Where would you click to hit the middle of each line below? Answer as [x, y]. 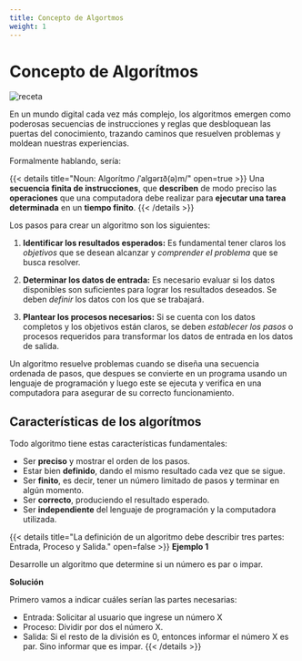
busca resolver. [51, 263]
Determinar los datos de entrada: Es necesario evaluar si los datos [149, 280]
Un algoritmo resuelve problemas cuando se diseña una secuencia [134, 364]
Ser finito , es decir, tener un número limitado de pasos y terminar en [151, 480]
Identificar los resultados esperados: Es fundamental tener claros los [154, 243]
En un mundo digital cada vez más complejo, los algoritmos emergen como [150, 114]
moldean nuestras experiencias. [70, 143]
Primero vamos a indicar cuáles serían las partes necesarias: [123, 600]
